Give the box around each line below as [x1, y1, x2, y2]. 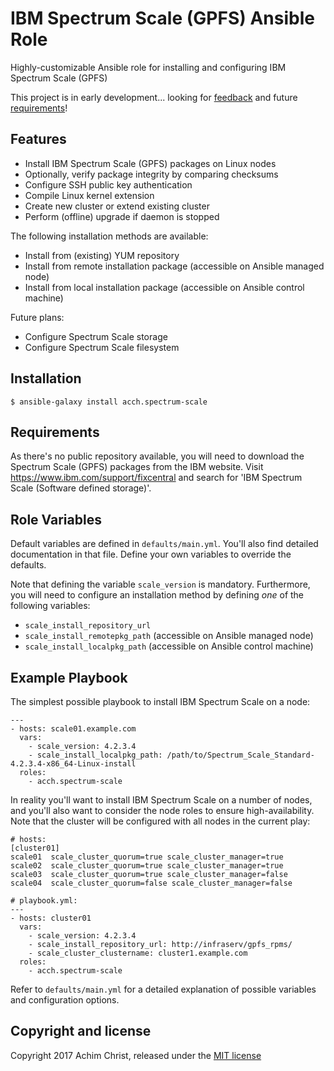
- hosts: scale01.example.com [10, 724, 137, 734]
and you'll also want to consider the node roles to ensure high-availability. [10, 805, 315, 816]
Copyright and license [10, 1023, 152, 1040]
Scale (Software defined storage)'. [10, 482, 152, 494]
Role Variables [10, 511, 102, 528]
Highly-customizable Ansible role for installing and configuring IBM [10, 61, 287, 73]
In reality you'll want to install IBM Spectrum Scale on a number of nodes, [10, 794, 313, 806]
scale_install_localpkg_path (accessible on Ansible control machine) [24, 640, 314, 652]
